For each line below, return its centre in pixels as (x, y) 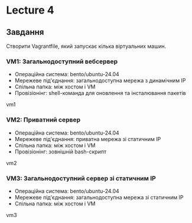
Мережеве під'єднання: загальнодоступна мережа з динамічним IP (100, 81)
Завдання (25, 32)
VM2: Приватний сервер (43, 120)
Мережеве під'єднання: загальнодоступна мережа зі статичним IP (99, 197)
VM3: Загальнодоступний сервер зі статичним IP (81, 178)
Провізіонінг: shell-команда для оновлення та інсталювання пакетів (100, 93)
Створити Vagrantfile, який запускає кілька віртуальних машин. (86, 46)
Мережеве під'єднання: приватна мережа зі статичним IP (88, 139)
